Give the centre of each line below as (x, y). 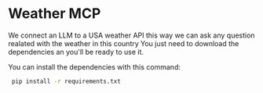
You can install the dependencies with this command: (94, 66)
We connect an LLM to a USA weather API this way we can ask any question (131, 35)
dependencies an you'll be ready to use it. (76, 52)
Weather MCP (55, 14)
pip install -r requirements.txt (66, 81)
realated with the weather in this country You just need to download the (124, 43)
